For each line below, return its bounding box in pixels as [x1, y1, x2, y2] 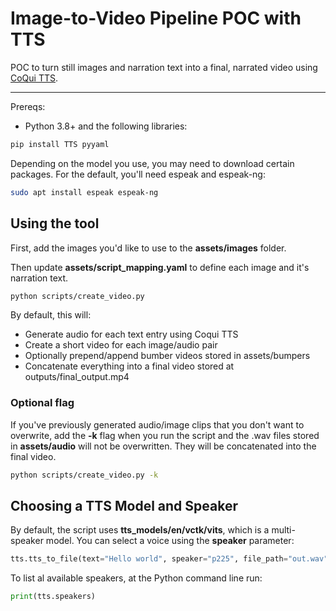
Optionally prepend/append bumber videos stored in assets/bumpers [24, 350, 311, 362]
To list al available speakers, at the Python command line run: [10, 572, 263, 584]
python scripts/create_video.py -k [10, 470, 159, 480]
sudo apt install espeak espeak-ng [10, 187, 159, 197]
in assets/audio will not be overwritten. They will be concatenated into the [10, 440, 317, 452]
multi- [271, 524, 296, 536]
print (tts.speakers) [10, 592, 97, 602]
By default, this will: [10, 309, 92, 321]
